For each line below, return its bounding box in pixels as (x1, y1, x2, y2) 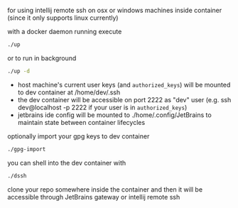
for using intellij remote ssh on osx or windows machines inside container (7, 6, 222, 14)
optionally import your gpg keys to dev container (7, 131, 150, 141)
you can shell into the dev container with (7, 158, 126, 167)
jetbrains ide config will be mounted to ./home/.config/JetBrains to (17, 110, 212, 119)
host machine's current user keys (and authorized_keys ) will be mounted (17, 80, 231, 89)
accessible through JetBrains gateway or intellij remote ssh (7, 192, 180, 201)
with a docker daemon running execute (7, 28, 122, 35)
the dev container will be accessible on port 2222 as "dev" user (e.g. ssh (17, 95, 232, 104)
